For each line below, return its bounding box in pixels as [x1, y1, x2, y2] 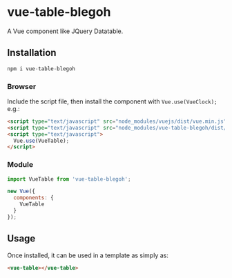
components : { [13, 195, 54, 201]
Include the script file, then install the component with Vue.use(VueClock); [7, 97, 217, 106]
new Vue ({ [7, 188, 36, 195]
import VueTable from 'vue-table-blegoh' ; [7, 175, 131, 183]
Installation [7, 47, 57, 59]
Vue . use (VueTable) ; [13, 137, 70, 144]
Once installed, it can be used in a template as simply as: [7, 251, 169, 259]
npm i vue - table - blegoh [7, 65, 76, 72]
